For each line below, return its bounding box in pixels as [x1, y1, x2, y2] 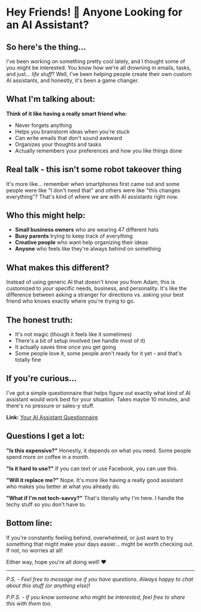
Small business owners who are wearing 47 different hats [14, 226, 159, 233]
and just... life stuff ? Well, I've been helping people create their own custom [6, 71, 192, 77]
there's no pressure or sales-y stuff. [6, 402, 95, 409]
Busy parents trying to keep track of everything [14, 233, 133, 240]
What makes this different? [6, 263, 109, 273]
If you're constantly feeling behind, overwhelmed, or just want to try [6, 534, 173, 541]
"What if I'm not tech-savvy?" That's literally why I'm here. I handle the [6, 494, 184, 501]
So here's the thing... [6, 42, 87, 52]
